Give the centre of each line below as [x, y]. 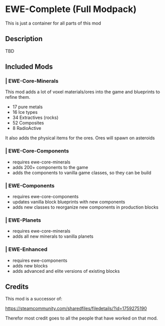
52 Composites [28, 123]
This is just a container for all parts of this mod [53, 23]
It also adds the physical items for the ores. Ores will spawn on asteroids [80, 138]
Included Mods [29, 67]
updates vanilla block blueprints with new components [69, 202]
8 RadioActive [27, 128]
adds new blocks [30, 266]
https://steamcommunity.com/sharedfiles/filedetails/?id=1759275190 [76, 308]
